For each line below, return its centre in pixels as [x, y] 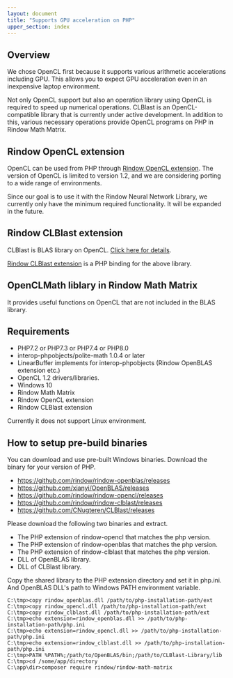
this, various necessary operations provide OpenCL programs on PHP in [111, 122]
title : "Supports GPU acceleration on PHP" [71, 20]
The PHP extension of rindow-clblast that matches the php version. [114, 552]
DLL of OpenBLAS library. [54, 560]
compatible [23, 115]
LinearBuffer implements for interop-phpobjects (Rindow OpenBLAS [115, 363]
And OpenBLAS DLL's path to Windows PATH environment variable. [104, 588]
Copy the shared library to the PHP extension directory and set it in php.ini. [114, 580]
